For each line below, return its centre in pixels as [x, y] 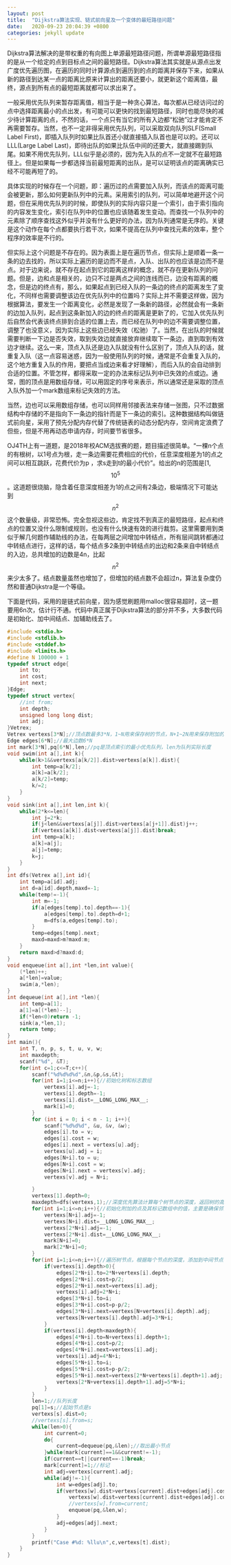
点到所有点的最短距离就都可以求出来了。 [82, 88]
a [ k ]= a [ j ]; [47, 844]
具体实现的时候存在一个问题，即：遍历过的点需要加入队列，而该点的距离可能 [115, 186]
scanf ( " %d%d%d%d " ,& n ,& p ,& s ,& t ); [78, 1074]
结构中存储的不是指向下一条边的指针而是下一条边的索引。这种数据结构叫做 [112, 414]
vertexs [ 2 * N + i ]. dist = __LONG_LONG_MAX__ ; [102, 1234]
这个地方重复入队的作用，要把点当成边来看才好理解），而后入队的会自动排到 [114, 365]
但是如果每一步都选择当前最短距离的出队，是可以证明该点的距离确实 [121, 163]
